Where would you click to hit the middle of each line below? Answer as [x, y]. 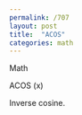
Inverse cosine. [37, 103]
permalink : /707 [39, 18]
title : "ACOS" [37, 34]
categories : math [41, 43]
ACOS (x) [26, 85]
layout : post [33, 26]
